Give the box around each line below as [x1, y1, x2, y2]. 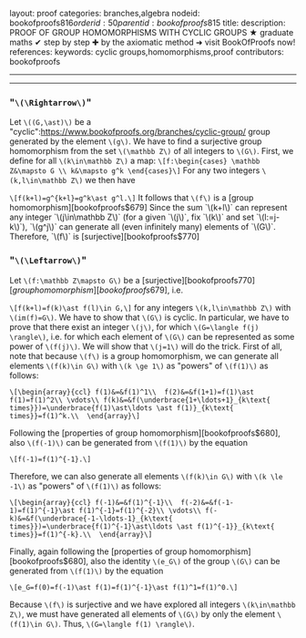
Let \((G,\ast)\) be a [9, 117, 91, 128]
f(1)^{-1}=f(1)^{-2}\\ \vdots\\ [78, 506, 202, 515]
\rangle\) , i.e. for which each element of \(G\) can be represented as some [9, 331, 295, 342]
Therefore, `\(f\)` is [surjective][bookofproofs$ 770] [9, 232, 200, 242]
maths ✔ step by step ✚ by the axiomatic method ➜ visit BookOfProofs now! [9, 36, 296, 47]
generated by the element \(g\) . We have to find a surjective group [9, 136, 262, 147]
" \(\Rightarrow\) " [9, 96, 92, 108]
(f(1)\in [9, 620, 43, 629]
